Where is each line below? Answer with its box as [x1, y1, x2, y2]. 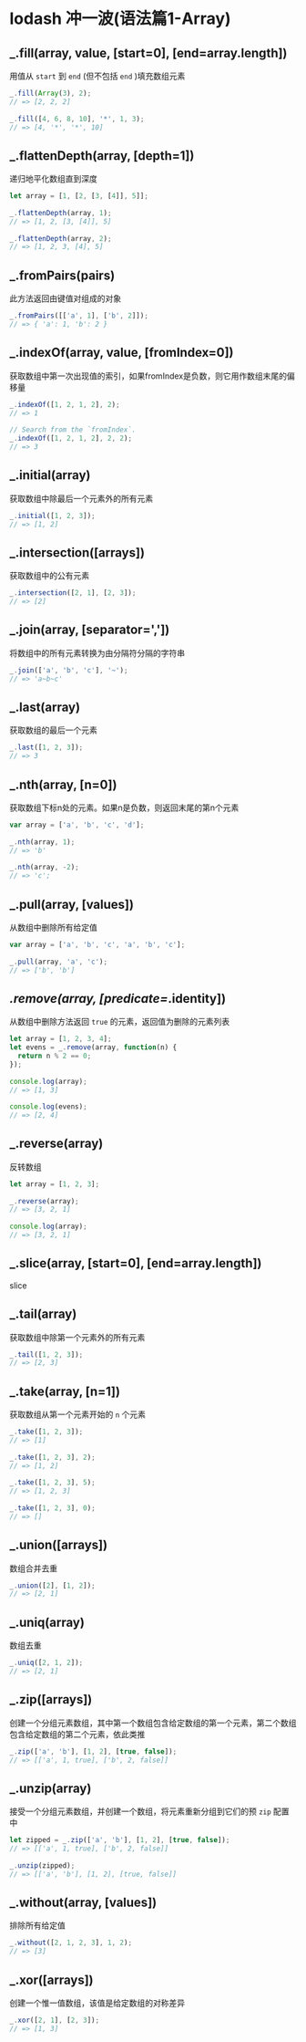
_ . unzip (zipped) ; [9, 1860, 76, 1870]
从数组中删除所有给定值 [9, 922, 97, 932]
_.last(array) [9, 700, 80, 715]
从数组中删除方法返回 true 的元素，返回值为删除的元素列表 [9, 1016, 230, 1027]
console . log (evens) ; [9, 1102, 88, 1111]
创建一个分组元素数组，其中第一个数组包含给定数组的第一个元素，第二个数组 [9, 1717, 297, 1728]
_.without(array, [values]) [9, 1895, 158, 1911]
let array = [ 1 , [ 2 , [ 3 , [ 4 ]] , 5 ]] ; [9, 192, 148, 201]
